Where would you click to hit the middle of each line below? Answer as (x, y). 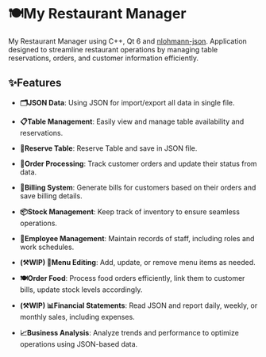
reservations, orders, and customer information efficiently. (104, 58)
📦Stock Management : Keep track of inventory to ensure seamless (130, 211)
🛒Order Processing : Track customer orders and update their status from (138, 163)
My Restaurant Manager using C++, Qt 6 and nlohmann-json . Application (128, 41)
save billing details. (51, 196)
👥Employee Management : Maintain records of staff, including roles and (137, 238)
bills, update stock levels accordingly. (81, 290)
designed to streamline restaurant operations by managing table (113, 49)
